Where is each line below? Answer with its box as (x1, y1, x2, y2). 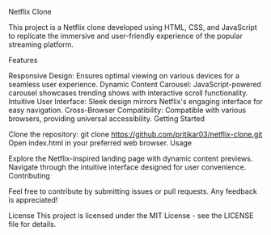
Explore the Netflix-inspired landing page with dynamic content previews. (8, 153, 253, 163)
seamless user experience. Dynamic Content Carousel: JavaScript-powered (8, 80, 261, 89)
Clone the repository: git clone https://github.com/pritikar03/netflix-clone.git (8, 129, 263, 139)
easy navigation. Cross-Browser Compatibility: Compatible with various (8, 105, 247, 115)
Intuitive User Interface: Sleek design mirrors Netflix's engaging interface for (8, 97, 263, 106)
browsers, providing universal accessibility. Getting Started (8, 114, 205, 124)
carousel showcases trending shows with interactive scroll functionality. (8, 88, 248, 98)
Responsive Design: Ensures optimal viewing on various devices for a (8, 71, 240, 80)
